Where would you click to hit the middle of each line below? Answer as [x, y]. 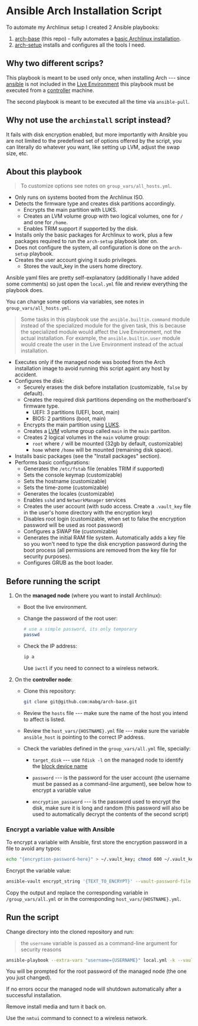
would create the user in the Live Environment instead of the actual [102, 345]
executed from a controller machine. [50, 90]
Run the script [32, 918]
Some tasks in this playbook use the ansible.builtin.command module [105, 319]
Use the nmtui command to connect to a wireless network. [77, 1018]
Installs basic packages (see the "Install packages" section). [88, 456]
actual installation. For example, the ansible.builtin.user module [100, 338]
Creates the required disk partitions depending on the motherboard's [107, 400]
